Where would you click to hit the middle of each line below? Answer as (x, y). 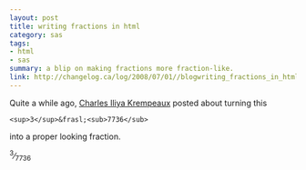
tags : (20, 43)
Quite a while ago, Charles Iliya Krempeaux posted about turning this (138, 103)
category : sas (36, 35)
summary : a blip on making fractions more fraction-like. (122, 69)
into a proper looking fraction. (65, 136)
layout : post (34, 18)
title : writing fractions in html (75, 26)
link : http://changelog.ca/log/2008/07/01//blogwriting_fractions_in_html (154, 77)
